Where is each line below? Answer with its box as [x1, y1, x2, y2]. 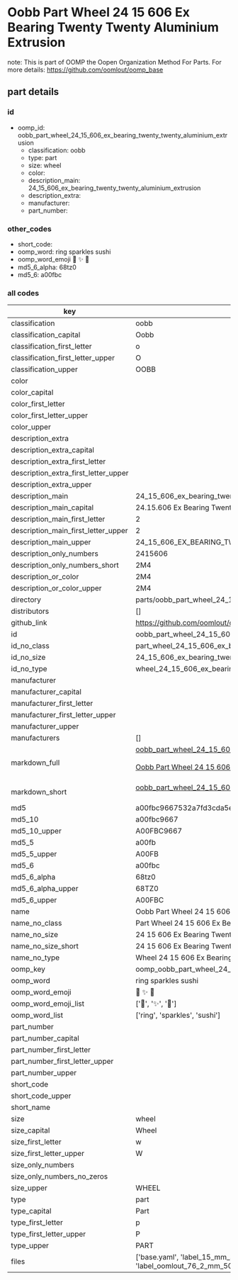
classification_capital [11, 330, 81, 340]
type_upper [11, 1241, 50, 1251]
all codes [7, 288, 40, 298]
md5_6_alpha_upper [11, 884, 79, 894]
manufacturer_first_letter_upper [11, 710, 116, 720]
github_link [11, 618, 47, 628]
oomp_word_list [11, 1011, 64, 1021]
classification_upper [11, 364, 78, 374]
